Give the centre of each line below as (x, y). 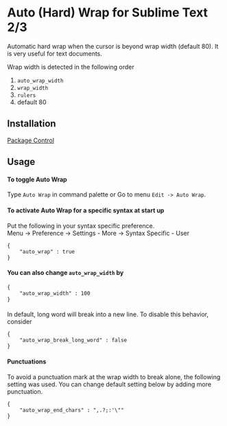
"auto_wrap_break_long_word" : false (73, 340)
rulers (26, 95)
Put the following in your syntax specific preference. (81, 225)
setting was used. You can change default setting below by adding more (109, 384)
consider (20, 322)
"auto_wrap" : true (47, 251)
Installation (32, 124)
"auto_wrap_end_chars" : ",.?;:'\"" (72, 410)
